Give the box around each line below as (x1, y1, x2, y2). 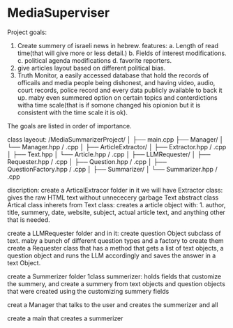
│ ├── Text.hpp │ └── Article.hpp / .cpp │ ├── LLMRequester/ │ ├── (7, 150, 211, 158)
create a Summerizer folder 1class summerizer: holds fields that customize (7, 272, 222, 281)
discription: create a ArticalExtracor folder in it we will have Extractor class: (7, 186, 223, 194)
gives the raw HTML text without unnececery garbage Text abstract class (7, 193, 219, 202)
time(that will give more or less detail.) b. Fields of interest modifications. (17, 49, 227, 57)
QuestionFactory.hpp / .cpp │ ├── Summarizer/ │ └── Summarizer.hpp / (7, 165, 218, 173)
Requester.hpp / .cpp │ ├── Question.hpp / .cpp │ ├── (7, 157, 167, 165)
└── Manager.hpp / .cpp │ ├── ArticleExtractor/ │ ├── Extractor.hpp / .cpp (7, 142, 227, 151)
